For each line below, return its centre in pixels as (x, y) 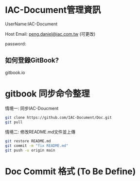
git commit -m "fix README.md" (37, 146)
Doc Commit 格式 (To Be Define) (70, 171)
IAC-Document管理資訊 (53, 10)
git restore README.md (28, 141)
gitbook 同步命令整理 (47, 94)
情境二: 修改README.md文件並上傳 (40, 132)
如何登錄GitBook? (32, 60)
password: (16, 44)
